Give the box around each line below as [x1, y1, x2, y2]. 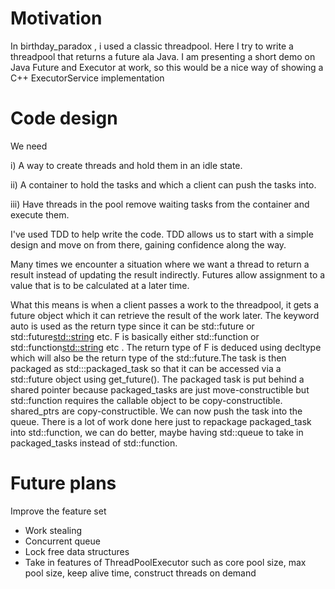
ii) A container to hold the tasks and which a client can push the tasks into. [10, 178, 317, 191]
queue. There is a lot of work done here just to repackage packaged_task [10, 415, 312, 427]
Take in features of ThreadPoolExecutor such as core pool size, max [24, 556, 307, 568]
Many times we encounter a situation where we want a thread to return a [10, 258, 310, 270]
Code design [10, 107, 118, 130]
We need [10, 140, 48, 152]
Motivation [10, 7, 103, 30]
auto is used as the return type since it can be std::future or [10, 320, 255, 332]
